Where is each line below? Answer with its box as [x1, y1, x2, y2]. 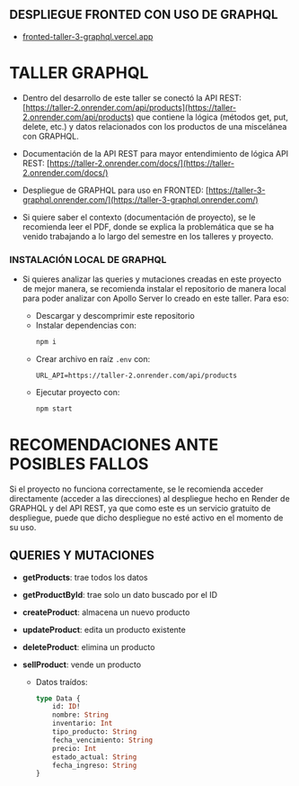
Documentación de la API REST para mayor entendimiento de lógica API [22, 148, 289, 158]
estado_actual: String [52, 752, 137, 762]
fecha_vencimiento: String [52, 736, 154, 745]
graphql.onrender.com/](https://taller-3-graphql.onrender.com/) [22, 194, 259, 205]
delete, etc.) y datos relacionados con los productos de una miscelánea [22, 121, 287, 131]
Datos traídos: [35, 676, 88, 687]
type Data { [35, 693, 81, 703]
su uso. [9, 521, 37, 532]
